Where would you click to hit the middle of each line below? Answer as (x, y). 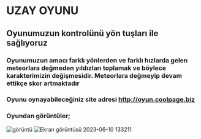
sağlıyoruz (27, 43)
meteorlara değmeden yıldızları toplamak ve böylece (86, 68)
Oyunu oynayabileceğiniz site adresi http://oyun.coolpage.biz (100, 100)
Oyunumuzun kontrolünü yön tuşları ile (82, 33)
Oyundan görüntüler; (38, 116)
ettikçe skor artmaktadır (43, 83)
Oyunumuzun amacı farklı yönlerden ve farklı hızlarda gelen (97, 60)
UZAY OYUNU (43, 11)
